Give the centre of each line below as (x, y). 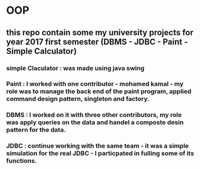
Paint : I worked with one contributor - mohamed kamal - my (95, 84)
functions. (21, 161)
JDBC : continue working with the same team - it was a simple (98, 146)
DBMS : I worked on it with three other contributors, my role (94, 115)
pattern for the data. (36, 130)
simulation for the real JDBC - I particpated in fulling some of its (100, 153)
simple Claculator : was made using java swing (76, 68)
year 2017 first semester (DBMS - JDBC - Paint (94, 42)
